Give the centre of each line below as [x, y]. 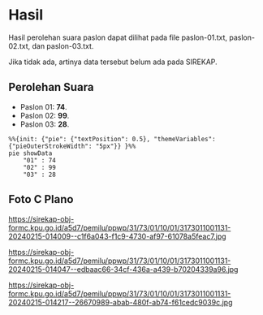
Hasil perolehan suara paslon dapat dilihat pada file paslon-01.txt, [118, 37]
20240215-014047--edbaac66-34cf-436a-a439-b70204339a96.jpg [123, 269]
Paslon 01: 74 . [43, 106]
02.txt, [19, 45]
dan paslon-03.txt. [63, 45]
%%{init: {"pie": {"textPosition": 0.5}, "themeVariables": [112, 139]
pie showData [30, 153]
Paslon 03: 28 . [45, 124]
